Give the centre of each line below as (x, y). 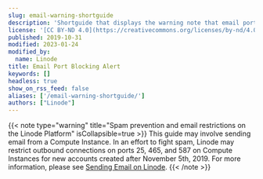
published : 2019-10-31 (45, 37)
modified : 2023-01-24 (43, 45)
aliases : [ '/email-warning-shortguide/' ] (77, 96)
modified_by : (29, 52)
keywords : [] (29, 74)
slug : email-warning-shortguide (61, 15)
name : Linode (36, 60)
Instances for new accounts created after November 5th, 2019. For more (124, 159)
